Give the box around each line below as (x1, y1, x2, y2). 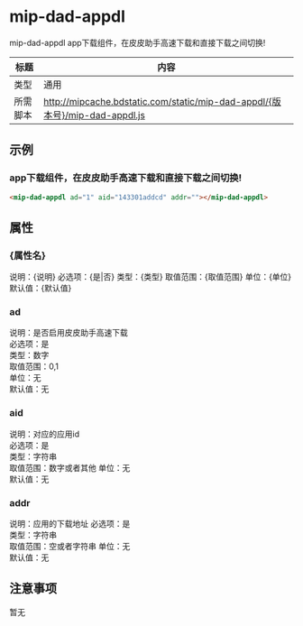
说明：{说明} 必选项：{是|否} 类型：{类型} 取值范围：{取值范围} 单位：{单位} (9, 272, 292, 282)
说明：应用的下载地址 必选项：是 (9, 519, 131, 529)
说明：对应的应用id (9, 428, 79, 439)
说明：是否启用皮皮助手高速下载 (9, 327, 128, 338)
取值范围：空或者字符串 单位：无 (9, 541, 131, 552)
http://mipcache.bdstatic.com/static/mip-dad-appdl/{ (43, 95, 272, 107)
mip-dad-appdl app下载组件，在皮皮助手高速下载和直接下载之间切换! (9, 37, 266, 48)
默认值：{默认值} (9, 282, 72, 294)
